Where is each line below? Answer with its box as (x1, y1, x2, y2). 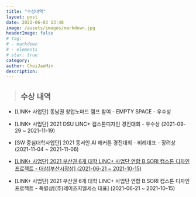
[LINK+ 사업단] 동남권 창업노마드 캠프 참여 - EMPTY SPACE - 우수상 (14, 108, 171, 115)
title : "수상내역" (6, 8, 46, 15)
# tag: (6, 36, 22, 42)
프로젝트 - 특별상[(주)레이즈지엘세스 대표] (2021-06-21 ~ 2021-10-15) (14, 185, 176, 192)
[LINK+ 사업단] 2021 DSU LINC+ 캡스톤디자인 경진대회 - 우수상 (14, 120, 160, 127)
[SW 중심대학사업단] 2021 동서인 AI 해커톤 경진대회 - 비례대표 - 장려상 (14, 139, 176, 146)
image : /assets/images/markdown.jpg (6, 25, 95, 31)
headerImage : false (6, 30, 54, 36)
